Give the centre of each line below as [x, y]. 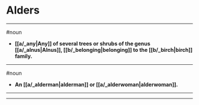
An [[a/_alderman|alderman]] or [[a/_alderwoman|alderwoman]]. [96, 84]
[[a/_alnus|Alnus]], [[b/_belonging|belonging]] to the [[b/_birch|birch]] [104, 50]
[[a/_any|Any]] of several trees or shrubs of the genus [83, 43]
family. [23, 56]
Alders [23, 10]
